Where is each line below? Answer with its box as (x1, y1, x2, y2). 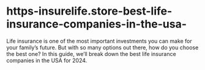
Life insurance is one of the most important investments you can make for (6, 37, 193, 44)
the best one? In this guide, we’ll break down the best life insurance (6, 50, 176, 57)
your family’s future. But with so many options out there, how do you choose (6, 44, 199, 51)
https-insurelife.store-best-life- (6, 4, 173, 18)
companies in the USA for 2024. (6, 57, 88, 64)
